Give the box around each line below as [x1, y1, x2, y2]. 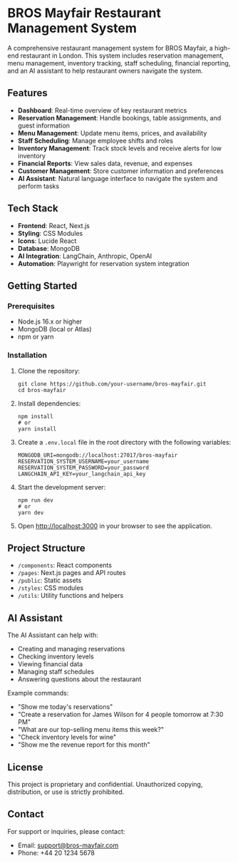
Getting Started [7, 279, 78, 291]
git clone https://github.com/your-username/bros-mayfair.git [17, 380, 207, 388]
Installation [7, 351, 48, 361]
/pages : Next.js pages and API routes [17, 569, 126, 577]
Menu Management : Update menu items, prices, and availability [17, 128, 207, 137]
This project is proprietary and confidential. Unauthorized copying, [7, 780, 203, 788]
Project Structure [7, 542, 86, 554]
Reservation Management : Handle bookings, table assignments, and [17, 113, 222, 122]
